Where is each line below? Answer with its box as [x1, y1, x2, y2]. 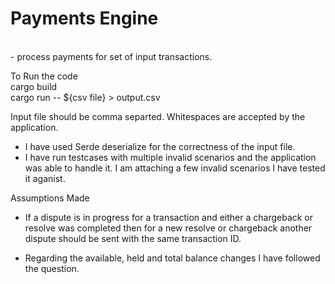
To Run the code [10, 70, 78, 82]
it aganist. [24, 172, 66, 184]
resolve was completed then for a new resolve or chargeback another [24, 222, 313, 234]
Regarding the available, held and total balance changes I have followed [24, 252, 321, 264]
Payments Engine [10, 7, 159, 30]
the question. [24, 262, 80, 274]
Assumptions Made [10, 192, 90, 204]
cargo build [10, 80, 58, 92]
